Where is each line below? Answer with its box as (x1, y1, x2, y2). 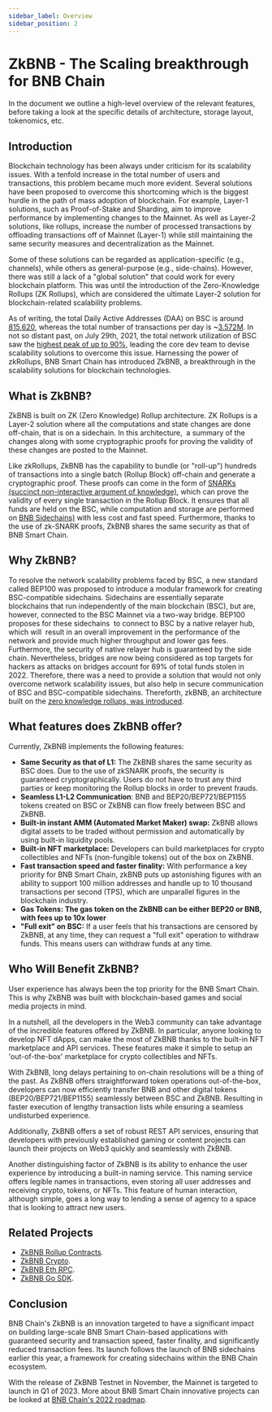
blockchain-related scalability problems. (8, 298, 143, 307)
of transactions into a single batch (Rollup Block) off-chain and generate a (8, 469, 256, 480)
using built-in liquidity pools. (19, 835, 115, 844)
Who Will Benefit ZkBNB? (8, 962, 140, 976)
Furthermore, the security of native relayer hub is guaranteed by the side (8, 644, 252, 654)
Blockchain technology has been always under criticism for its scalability (8, 161, 252, 171)
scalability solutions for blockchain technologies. (8, 365, 172, 375)
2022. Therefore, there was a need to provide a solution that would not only (8, 670, 261, 680)
